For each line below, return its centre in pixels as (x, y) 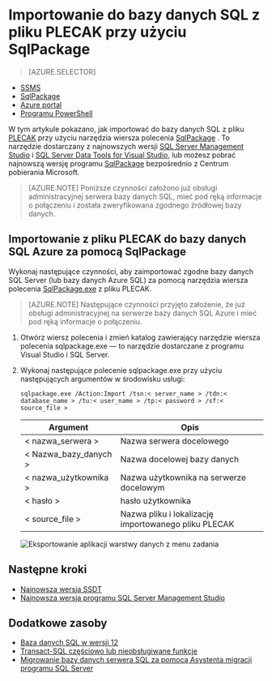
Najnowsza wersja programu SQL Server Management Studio (122, 597)
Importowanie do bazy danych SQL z (134, 15)
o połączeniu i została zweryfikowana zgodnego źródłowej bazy (135, 205)
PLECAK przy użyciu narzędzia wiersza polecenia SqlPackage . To (119, 137)
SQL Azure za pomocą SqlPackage (98, 252)
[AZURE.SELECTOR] (62, 71)
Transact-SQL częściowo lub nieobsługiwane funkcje (109, 651)
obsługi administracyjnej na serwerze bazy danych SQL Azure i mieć (142, 313)
